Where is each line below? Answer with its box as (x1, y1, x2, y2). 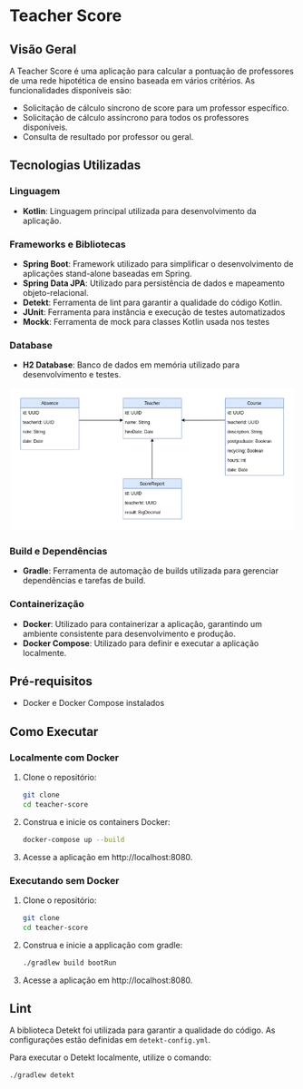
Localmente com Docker (9, 751, 120, 763)
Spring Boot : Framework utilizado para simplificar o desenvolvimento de (22, 258, 294, 269)
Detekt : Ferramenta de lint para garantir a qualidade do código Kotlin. (22, 297, 283, 308)
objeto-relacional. (22, 287, 89, 298)
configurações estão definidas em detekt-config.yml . (9, 1035, 211, 1045)
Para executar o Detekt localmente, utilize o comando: (9, 1052, 211, 1063)
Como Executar (9, 723, 99, 740)
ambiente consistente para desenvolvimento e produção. (22, 628, 236, 639)
